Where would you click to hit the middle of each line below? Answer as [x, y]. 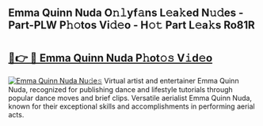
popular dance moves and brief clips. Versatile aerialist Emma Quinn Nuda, [130, 98]
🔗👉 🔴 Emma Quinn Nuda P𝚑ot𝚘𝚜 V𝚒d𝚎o [111, 58]
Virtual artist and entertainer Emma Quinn [172, 81]
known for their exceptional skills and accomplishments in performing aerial [131, 106]
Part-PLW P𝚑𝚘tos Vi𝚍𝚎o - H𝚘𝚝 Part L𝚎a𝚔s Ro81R [131, 26]
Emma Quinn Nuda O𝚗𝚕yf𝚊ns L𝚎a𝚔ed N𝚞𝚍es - [126, 13]
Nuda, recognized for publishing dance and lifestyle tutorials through [121, 89]
